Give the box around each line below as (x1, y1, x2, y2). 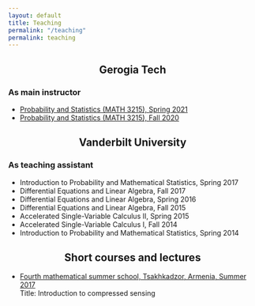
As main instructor (8, 86, 81, 97)
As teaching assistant (8, 160, 94, 171)
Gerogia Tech (99, 62, 167, 76)
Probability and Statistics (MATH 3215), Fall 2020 (19, 112, 180, 123)
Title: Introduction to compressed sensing (19, 289, 156, 298)
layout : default (8, 11, 62, 20)
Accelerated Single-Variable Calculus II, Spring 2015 (19, 211, 189, 221)
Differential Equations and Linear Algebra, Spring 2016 (19, 195, 197, 204)
